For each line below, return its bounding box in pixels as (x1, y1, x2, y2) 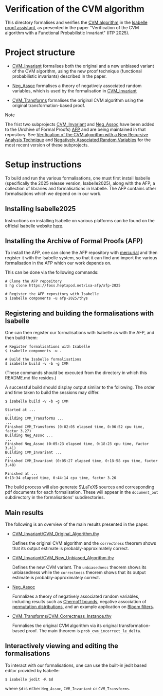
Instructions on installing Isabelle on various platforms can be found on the (5, 217, 155, 223)
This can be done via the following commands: (5, 269, 99, 275)
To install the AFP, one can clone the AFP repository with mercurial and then (5, 250, 158, 256)
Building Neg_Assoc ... (5, 433, 54, 438)
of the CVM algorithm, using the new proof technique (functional (12, 68, 142, 74)
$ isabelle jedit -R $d (5, 677, 54, 682)
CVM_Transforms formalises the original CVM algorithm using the (12, 97, 144, 103)
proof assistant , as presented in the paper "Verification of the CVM (5, 24, 139, 30)
